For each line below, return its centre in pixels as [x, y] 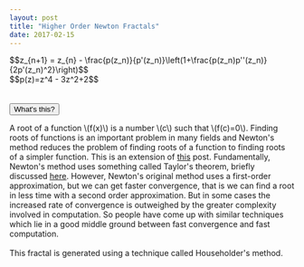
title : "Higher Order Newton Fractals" [85, 26]
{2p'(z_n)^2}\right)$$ [49, 70]
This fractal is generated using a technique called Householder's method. [146, 253]
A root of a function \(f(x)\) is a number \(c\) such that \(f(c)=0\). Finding [144, 129]
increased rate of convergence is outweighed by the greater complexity [143, 205]
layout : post [34, 18]
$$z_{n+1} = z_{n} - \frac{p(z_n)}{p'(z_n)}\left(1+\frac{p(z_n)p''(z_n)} [138, 61]
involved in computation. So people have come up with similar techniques [147, 215]
